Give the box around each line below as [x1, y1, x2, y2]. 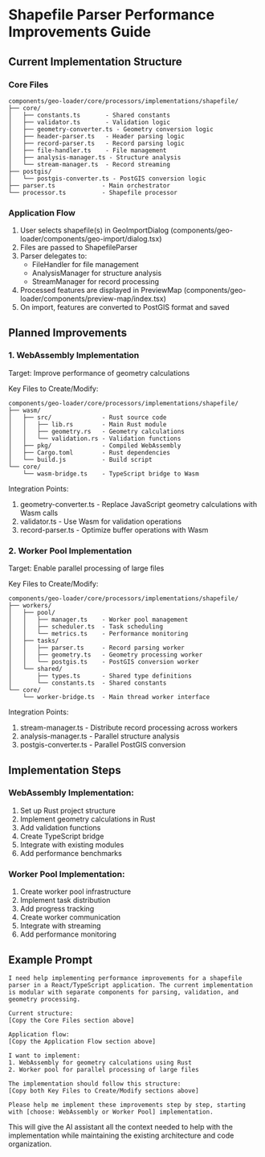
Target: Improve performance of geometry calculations [8, 368, 190, 377]
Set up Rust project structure [19, 805, 116, 815]
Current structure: [8, 1009, 74, 1017]
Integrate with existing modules [19, 839, 124, 850]
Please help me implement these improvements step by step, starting [8, 1101, 247, 1109]
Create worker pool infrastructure [19, 887, 131, 896]
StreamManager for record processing [31, 277, 159, 286]
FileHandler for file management [31, 260, 139, 270]
